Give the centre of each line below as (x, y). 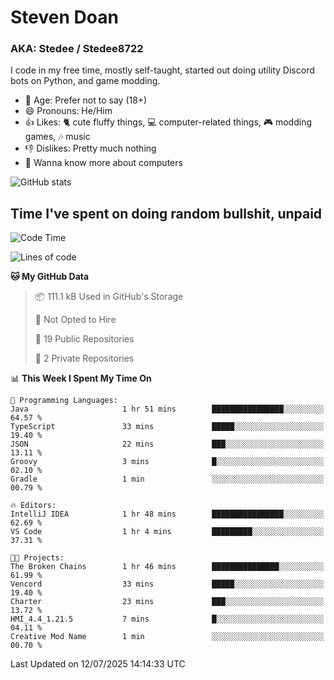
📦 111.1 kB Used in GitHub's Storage (109, 297)
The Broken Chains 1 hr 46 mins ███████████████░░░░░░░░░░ (167, 567)
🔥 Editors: (33, 506)
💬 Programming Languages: (64, 401)
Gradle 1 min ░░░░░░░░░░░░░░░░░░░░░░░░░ (167, 479)
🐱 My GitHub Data (50, 277)
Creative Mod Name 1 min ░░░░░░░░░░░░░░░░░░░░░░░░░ (167, 637)
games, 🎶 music (57, 137)
